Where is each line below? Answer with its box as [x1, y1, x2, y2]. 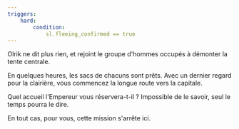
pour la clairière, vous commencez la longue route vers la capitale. [7, 79, 203, 88]
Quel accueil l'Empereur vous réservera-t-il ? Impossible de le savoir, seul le [7, 93, 230, 101]
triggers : [7, 10, 37, 18]
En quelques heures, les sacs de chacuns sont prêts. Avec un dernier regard [7, 71, 232, 80]
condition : [33, 24, 66, 31]
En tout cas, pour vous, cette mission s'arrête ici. [7, 114, 151, 123]
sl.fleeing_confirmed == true [45, 30, 136, 38]
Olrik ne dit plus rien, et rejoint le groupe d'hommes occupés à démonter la [7, 50, 228, 58]
